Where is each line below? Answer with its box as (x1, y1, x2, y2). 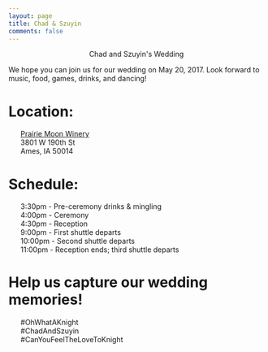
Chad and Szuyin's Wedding (89, 50, 184, 59)
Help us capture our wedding (8, 273, 209, 292)
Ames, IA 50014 (19, 146, 74, 156)
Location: (8, 102, 74, 120)
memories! (8, 290, 83, 309)
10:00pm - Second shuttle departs (19, 237, 136, 246)
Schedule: (8, 175, 79, 193)
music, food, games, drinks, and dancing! (8, 74, 147, 84)
